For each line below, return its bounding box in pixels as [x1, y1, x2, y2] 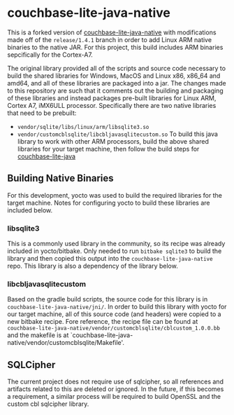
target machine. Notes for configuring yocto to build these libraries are [7, 198, 210, 207]
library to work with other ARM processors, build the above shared [17, 137, 210, 145]
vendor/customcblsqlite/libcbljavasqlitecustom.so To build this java [17, 130, 219, 138]
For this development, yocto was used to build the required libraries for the [7, 191, 222, 199]
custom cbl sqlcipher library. [7, 400, 89, 408]
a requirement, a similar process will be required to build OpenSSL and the [7, 393, 221, 401]
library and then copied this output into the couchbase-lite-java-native [7, 254, 213, 263]
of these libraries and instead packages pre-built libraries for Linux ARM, [7, 93, 217, 102]
